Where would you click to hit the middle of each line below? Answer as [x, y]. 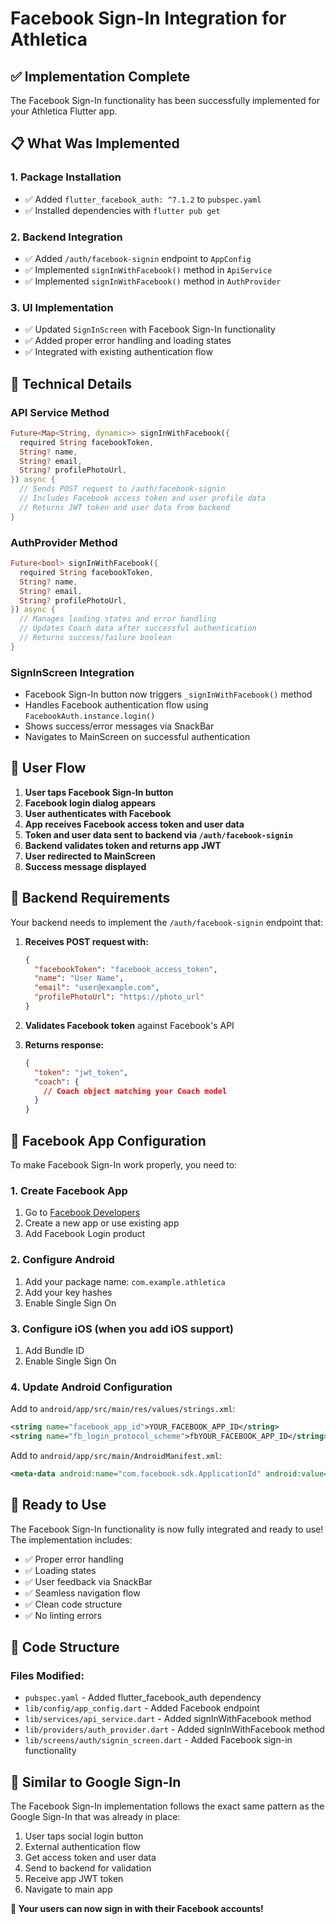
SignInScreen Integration [72, 672]
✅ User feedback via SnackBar [88, 1581]
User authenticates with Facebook [98, 813]
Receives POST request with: [86, 941]
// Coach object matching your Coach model [135, 1091]
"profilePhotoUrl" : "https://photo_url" [119, 997]
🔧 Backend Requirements [90, 898]
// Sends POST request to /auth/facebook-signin [122, 489]
